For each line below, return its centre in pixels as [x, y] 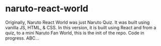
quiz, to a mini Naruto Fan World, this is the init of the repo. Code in [75, 33]
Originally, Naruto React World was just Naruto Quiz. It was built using [77, 22]
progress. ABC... [22, 38]
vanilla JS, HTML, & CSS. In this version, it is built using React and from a [81, 27]
